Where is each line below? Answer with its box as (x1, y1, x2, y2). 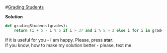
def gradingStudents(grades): (5, 23, 68, 28)
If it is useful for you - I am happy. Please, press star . (5, 37, 114, 43)
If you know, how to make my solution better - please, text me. (5, 42, 133, 48)
